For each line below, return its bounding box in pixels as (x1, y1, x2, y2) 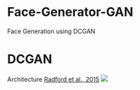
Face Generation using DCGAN (7, 27, 96, 35)
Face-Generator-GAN (7, 4, 134, 20)
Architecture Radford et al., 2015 (7, 75, 100, 83)
